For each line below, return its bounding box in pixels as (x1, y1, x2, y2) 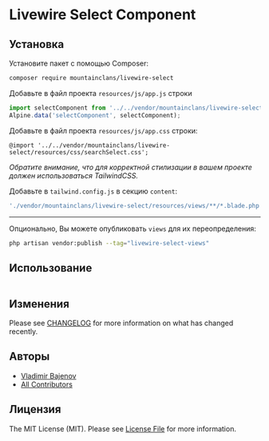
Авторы (9, 350, 50, 364)
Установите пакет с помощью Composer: (9, 58, 149, 68)
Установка (9, 38, 65, 51)
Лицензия (9, 403, 61, 416)
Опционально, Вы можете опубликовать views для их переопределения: (9, 224, 256, 233)
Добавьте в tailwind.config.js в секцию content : (9, 186, 178, 196)
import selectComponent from (9, 104, 106, 112)
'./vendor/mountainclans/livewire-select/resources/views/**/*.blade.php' (9, 201, 263, 209)
